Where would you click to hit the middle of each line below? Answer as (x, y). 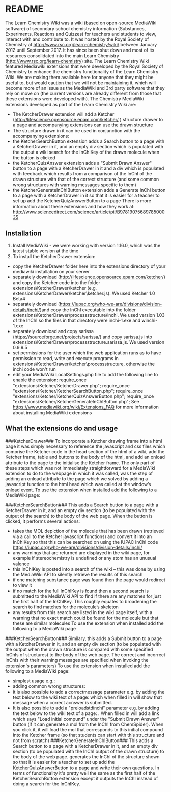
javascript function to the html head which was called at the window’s (78, 484)
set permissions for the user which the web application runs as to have (87, 353)
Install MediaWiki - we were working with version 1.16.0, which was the (87, 245)
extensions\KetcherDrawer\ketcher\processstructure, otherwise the (84, 364)
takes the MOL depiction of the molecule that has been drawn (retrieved (88, 531)
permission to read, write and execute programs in (65, 358)
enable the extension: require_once (50, 380)
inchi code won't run (34, 369)
